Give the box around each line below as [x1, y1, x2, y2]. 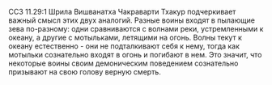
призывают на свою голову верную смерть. [8, 67, 162, 76]
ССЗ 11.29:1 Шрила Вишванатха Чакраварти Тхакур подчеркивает [8, 7, 236, 16]
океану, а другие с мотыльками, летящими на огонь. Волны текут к [8, 32, 243, 42]
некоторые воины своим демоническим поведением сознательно [8, 58, 239, 68]
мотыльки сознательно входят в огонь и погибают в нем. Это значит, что [8, 50, 262, 59]
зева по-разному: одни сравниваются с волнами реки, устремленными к [8, 24, 264, 33]
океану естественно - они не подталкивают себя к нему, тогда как [8, 41, 240, 51]
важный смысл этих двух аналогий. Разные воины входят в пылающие [8, 15, 255, 25]
